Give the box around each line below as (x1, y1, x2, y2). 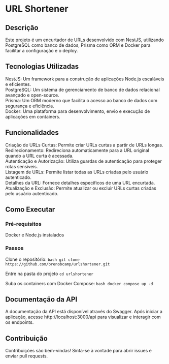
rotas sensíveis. (5, 163, 38, 169)
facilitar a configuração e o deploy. (5, 48, 78, 53)
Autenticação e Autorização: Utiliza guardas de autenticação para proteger (5, 158, 162, 164)
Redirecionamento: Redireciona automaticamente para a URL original (5, 147, 150, 153)
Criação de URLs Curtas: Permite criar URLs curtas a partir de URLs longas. (5, 142, 163, 148)
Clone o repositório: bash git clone (5, 256, 80, 262)
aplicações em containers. (5, 113, 61, 119)
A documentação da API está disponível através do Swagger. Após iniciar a (5, 309, 162, 315)
